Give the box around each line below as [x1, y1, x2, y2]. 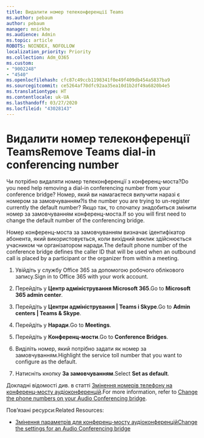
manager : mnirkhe [6, 26, 51, 32]
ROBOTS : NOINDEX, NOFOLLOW [6, 43, 75, 49]
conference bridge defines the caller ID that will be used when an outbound [6, 248, 196, 255]
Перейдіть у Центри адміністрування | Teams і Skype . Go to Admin [15, 303, 191, 310]
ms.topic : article [6, 37, 53, 43]
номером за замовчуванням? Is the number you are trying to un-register [6, 197, 190, 205]
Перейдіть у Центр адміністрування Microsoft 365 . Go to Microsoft [15, 285, 191, 292]
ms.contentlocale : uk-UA [6, 94, 69, 100]
